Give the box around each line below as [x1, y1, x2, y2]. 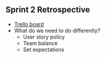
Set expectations [23, 46, 65, 53]
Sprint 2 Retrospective [5, 5, 90, 15]
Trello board [14, 20, 44, 27]
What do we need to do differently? [14, 27, 101, 34]
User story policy [23, 33, 65, 41]
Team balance [23, 39, 58, 46]
